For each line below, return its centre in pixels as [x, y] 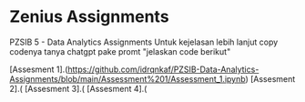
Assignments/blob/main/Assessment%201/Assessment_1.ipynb [127, 78]
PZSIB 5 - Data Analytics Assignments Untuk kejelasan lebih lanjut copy [144, 42]
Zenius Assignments [90, 17]
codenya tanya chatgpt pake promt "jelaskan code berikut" [120, 51]
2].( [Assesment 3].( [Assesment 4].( [78, 88]
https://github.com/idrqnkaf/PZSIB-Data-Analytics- [163, 69]
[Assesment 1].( [39, 69]
